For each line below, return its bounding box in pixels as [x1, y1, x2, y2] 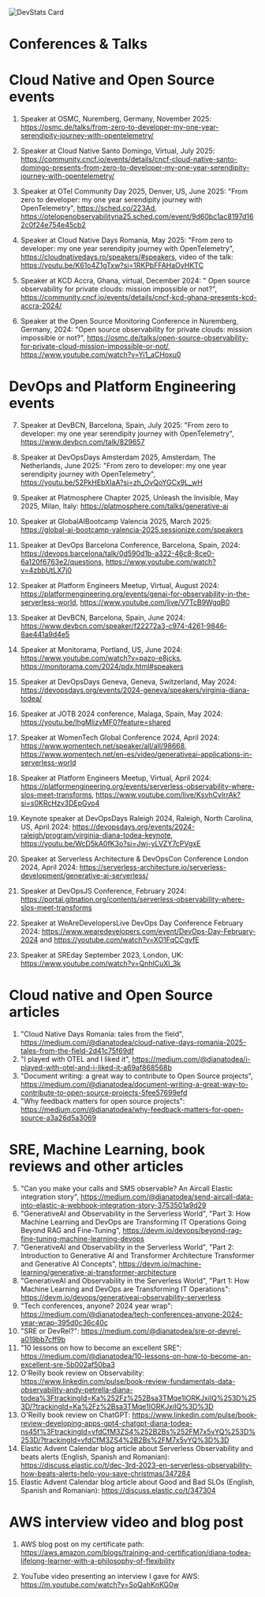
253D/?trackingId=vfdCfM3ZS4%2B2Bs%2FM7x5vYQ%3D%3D [20, 1435, 230, 1445]
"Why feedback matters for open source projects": [20, 1097, 185, 1105]
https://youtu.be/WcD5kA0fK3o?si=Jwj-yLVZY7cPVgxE [20, 839, 201, 849]
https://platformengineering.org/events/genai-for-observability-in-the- [20, 589, 251, 599]
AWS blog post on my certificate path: [20, 1539, 144, 1549]
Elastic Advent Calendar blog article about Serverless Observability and [20, 1443, 253, 1453]
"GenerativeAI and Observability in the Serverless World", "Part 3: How [20, 1209, 252, 1218]
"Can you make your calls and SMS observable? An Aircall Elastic [20, 1183, 233, 1193]
